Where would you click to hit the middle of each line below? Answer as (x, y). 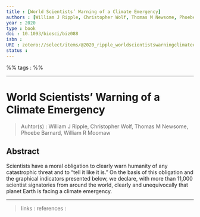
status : (17, 51)
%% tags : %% (25, 67)
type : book (21, 28)
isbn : (14, 39)
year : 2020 (21, 23)
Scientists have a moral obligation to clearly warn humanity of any (87, 166)
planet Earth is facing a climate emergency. (59, 191)
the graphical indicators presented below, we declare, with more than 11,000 (100, 178)
